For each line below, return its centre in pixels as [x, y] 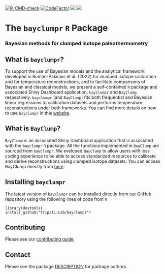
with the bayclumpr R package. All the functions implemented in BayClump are [82, 146]
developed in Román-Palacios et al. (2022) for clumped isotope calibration [81, 76]
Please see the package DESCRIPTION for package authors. [66, 267]
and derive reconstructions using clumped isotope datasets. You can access [83, 161]
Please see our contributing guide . [40, 239]
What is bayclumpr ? [34, 59]
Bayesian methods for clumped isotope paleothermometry [77, 43]
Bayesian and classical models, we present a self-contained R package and [81, 87]
